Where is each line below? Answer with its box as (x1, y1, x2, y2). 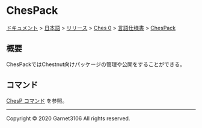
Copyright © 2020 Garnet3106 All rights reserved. (6, 115, 130, 122)
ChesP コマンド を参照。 (6, 97, 68, 104)
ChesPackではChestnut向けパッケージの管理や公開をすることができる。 (6, 61, 185, 68)
